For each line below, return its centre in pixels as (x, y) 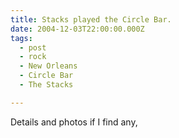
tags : (21, 38)
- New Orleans (48, 66)
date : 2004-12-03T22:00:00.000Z (77, 29)
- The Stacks (46, 85)
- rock (33, 57)
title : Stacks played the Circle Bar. (91, 19)
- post (33, 47)
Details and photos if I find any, (74, 122)
